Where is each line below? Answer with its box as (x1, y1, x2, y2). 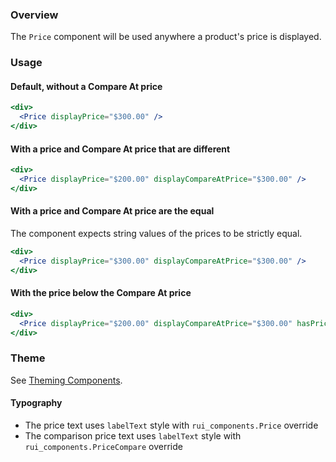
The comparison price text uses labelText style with (24, 430, 242, 442)
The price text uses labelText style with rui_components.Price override (24, 419, 319, 432)
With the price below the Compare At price (10, 287, 192, 299)
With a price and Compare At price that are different (10, 143, 231, 155)
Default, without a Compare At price (10, 80, 163, 92)
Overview (10, 8, 59, 22)
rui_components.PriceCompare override (24, 441, 183, 453)
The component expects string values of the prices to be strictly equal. (10, 228, 303, 240)
